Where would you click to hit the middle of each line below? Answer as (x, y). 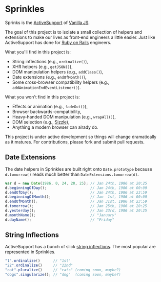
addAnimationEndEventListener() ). (46, 87)
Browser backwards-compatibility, (47, 112)
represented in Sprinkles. (30, 252)
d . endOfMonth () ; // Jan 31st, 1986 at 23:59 (76, 202)
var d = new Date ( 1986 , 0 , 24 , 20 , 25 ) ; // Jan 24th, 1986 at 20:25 (76, 183)
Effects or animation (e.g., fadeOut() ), (50, 106)
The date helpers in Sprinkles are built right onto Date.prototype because (79, 169)
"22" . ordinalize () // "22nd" (39, 265)
